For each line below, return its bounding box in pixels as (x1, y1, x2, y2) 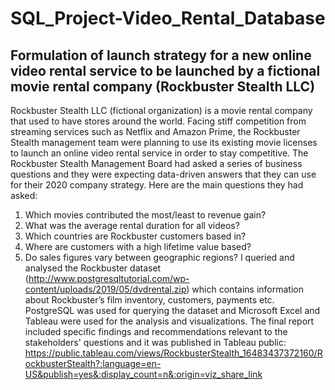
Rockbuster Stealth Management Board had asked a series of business (10, 158, 303, 169)
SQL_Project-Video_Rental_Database (10, 7, 326, 30)
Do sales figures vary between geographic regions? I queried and (24, 252, 295, 263)
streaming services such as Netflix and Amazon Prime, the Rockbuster (10, 126, 301, 137)
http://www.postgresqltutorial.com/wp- (28, 273, 190, 284)
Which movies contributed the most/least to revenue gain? (24, 209, 267, 221)
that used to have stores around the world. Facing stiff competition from (10, 115, 307, 127)
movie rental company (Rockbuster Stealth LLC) (10, 78, 316, 95)
